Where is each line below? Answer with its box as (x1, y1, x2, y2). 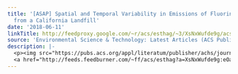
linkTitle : (7, 30, 40, 37)
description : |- (7, 43, 55, 50)
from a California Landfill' (13, 17, 100, 24)
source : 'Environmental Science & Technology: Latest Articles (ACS (7, 37, 214, 44)
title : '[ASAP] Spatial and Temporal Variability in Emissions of (7, 10, 208, 18)
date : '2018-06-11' (7, 23, 65, 30)
